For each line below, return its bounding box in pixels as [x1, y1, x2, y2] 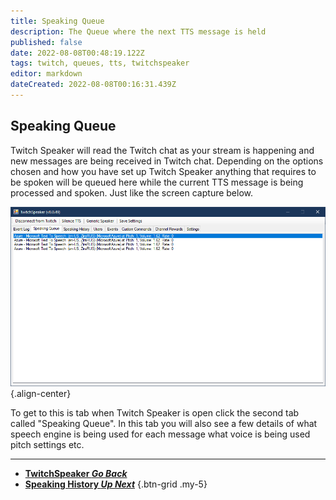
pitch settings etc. [10, 439, 85, 450]
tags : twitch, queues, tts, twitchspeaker [10, 58, 190, 69]
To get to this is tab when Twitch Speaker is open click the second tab [10, 407, 300, 419]
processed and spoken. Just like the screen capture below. [10, 186, 254, 199]
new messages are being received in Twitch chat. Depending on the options [10, 155, 324, 167]
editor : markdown [10, 69, 83, 79]
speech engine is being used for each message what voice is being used [10, 428, 311, 440]
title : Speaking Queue [10, 16, 105, 26]
